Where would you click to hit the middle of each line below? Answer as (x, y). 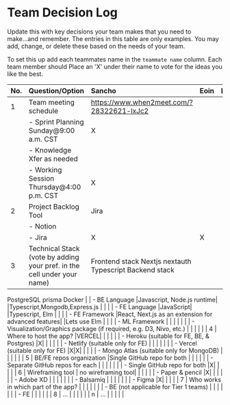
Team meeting (52, 102)
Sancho (103, 90)
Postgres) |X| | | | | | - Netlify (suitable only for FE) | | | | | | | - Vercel (102, 343)
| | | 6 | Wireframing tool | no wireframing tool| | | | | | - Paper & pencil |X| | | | (115, 372)
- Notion (42, 226)
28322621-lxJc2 (120, 111)
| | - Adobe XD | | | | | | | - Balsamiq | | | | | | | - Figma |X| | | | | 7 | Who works (114, 379)
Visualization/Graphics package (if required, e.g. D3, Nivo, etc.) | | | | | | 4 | (112, 328)
